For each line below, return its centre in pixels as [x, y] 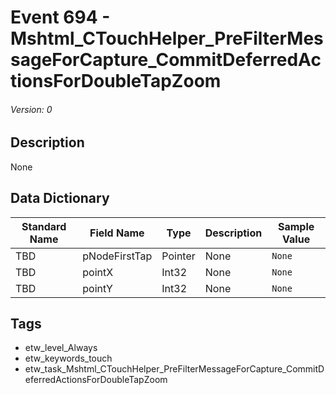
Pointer [178, 256]
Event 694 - [60, 17]
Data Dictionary [60, 198]
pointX [98, 272]
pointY [97, 288]
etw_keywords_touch [68, 358]
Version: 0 [31, 109]
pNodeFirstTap [117, 256]
